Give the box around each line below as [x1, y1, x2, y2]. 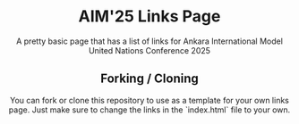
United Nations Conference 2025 [88, 45, 211, 55]
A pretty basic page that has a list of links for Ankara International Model [15, 36, 284, 46]
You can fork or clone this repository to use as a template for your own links [9, 95, 290, 105]
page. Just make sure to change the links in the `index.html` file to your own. [8, 104, 291, 115]
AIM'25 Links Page [78, 6, 221, 27]
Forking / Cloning [100, 71, 199, 87]
